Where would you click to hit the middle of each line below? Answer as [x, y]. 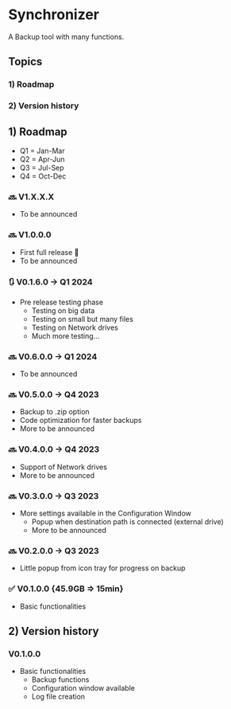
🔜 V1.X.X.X [31, 197]
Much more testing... [65, 335]
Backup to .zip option [54, 412]
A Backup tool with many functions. [66, 37]
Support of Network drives [63, 467]
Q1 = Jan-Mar [42, 151]
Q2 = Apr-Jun [42, 159]
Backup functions [60, 680]
